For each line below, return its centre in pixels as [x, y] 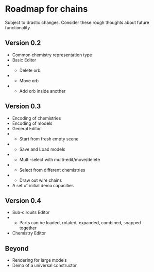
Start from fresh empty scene [49, 139]
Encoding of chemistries [36, 118]
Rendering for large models [39, 260]
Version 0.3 [23, 107]
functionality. [18, 27]
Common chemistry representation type [52, 55]
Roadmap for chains [47, 9]
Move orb [29, 80]
